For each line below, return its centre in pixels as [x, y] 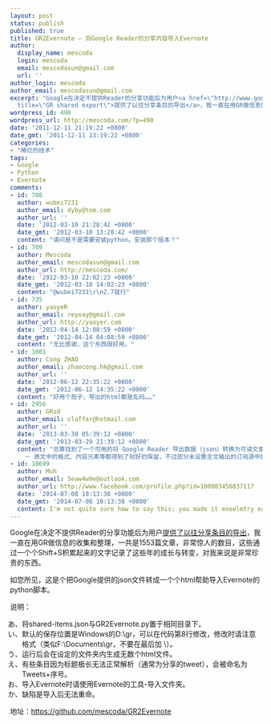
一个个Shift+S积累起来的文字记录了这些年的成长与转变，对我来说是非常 [134, 553]
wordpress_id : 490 [40, 113]
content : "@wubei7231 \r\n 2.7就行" [73, 292]
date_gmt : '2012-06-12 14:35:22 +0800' [84, 389]
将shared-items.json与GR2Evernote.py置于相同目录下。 [113, 624]
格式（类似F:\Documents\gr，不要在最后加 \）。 [99, 644]
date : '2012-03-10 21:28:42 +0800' [77, 225]
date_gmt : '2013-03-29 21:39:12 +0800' [84, 442]
